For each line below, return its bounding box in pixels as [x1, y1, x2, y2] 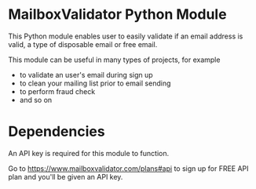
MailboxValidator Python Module [8, 5, 227, 24]
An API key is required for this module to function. [8, 148, 170, 158]
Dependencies [8, 123, 105, 140]
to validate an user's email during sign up [19, 70, 153, 79]
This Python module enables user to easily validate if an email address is [8, 31, 243, 41]
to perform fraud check [19, 86, 96, 96]
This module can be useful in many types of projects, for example [8, 55, 221, 64]
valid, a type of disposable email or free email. [8, 39, 158, 49]
